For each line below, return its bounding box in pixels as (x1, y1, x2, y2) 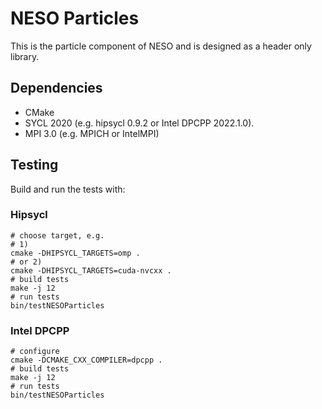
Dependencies (10, 80, 103, 97)
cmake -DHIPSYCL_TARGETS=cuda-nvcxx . (10, 265, 172, 276)
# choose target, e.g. (10, 230, 105, 241)
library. (10, 50, 40, 62)
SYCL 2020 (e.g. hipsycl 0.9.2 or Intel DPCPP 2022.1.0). (24, 117, 255, 129)
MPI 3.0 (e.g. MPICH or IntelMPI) (24, 127, 160, 139)
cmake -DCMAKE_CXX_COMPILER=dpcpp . (10, 355, 163, 366)
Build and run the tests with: (10, 183, 126, 195)
